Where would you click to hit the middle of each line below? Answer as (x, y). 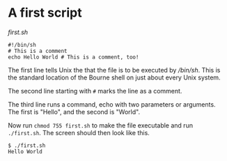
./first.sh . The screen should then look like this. (79, 132)
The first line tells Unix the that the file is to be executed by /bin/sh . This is (114, 70)
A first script (45, 13)
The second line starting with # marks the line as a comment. (95, 91)
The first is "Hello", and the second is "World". (74, 112)
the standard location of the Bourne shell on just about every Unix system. (115, 77)
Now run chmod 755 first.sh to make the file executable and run (101, 125)
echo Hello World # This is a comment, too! (73, 57)
